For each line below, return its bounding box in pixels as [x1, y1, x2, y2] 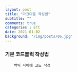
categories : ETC [5, 25, 40, 30]
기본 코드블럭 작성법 [5, 51, 49, 58]
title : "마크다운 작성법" [5, 12, 51, 16]
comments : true [5, 20, 36, 26]
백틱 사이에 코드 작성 [14, 63, 51, 68]
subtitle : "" [5, 16, 32, 21]
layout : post [5, 7, 32, 12]
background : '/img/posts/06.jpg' [5, 34, 73, 39]
